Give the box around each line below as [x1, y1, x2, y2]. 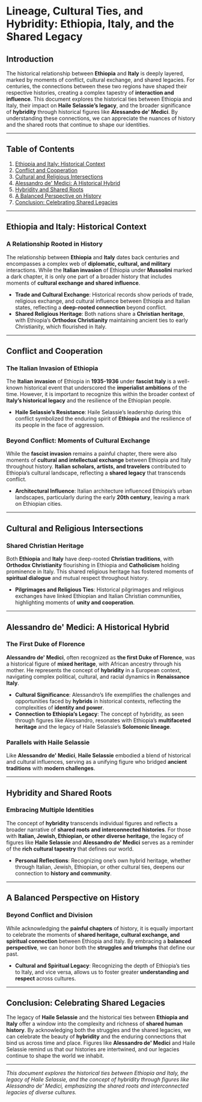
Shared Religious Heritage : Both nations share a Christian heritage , [14, 310, 185, 317]
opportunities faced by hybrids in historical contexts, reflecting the [14, 697, 182, 705]
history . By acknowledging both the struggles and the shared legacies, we [6, 1027, 191, 1034]
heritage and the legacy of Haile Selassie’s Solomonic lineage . [14, 723, 171, 730]
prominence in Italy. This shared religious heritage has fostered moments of [6, 568, 194, 575]
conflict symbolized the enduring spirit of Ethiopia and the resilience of [14, 415, 192, 423]
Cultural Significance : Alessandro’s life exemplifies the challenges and [14, 691, 191, 698]
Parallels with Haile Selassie [6, 738, 90, 746]
